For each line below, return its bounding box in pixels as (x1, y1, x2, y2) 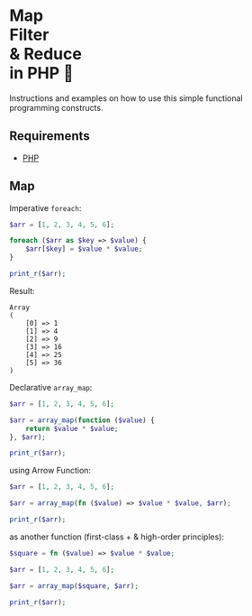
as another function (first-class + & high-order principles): (9, 531, 225, 542)
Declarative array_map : (9, 382, 93, 392)
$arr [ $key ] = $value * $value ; (25, 244, 143, 253)
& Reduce (9, 44, 83, 64)
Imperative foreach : (9, 202, 82, 213)
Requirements (9, 128, 90, 144)
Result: (9, 285, 35, 296)
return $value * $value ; (25, 424, 119, 433)
